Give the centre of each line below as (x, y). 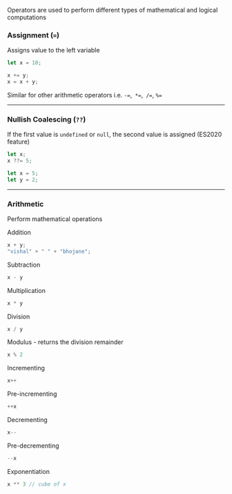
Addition (19, 232)
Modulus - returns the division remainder (65, 342)
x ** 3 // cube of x (37, 484)
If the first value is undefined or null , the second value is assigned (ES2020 (115, 135)
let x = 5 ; (23, 173)
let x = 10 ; (24, 63)
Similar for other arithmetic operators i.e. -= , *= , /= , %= (85, 95)
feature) (18, 142)
